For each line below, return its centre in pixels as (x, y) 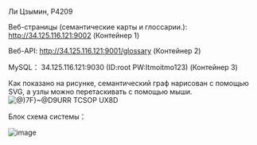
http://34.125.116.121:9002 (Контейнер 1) (74, 35)
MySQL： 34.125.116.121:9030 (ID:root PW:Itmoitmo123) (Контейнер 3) (123, 67)
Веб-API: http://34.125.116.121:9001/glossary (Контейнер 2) (105, 51)
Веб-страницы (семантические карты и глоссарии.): (98, 27)
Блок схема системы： (47, 116)
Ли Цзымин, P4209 (41, 12)
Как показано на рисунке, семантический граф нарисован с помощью (128, 83)
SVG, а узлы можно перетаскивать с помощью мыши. (100, 92)
